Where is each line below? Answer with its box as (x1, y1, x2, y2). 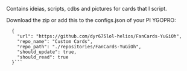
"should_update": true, (17, 49, 77, 55)
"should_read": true (17, 54, 69, 60)
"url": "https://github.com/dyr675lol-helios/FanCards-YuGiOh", (17, 33, 182, 39)
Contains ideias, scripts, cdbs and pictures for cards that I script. (6, 5, 167, 12)
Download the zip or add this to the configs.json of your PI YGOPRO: (6, 17, 176, 23)
